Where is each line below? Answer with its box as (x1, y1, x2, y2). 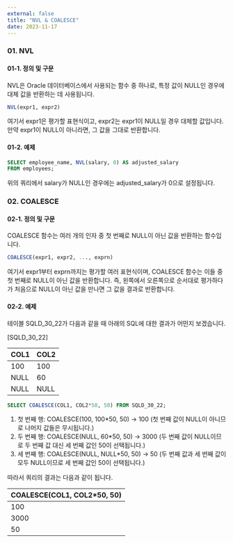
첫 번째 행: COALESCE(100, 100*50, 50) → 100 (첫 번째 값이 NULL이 (17, 415, 208, 423)
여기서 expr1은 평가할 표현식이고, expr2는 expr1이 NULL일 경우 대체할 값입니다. (7, 117, 224, 125)
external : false (7, 10, 54, 17)
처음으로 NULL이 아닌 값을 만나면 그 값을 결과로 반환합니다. (14, 285, 175, 293)
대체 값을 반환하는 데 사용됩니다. (7, 90, 95, 98)
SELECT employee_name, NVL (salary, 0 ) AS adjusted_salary (7, 159, 179, 166)
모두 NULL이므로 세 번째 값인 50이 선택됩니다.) (17, 459, 145, 467)
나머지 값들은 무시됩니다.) (24, 424, 95, 432)
